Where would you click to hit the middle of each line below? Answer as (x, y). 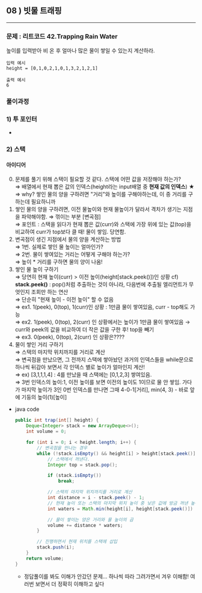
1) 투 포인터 (22, 119)
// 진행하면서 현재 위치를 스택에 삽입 (77, 542)
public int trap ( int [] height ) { (57, 420)
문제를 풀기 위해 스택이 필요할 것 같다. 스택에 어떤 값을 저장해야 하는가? (98, 179)
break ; (66, 481)
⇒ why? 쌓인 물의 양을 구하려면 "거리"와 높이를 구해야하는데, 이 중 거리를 (101, 194)
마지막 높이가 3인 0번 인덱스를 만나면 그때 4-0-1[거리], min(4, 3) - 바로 (105, 390)
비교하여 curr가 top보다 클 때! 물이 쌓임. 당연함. (70, 232)
